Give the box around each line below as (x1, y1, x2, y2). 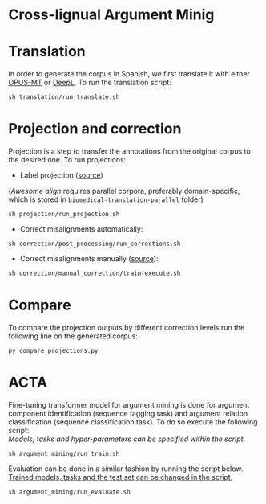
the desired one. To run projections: (8, 155, 127, 165)
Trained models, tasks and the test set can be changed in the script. (8, 472, 233, 481)
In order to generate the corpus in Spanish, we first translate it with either (8, 69, 251, 79)
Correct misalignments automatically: (19, 224, 143, 234)
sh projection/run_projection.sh (8, 211, 120, 219)
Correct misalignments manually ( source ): (19, 254, 159, 264)
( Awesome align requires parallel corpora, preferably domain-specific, (8, 186, 240, 196)
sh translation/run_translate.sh (8, 93, 120, 101)
